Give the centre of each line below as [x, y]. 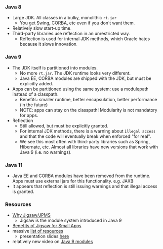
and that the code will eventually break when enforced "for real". [85, 136]
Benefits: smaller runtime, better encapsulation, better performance [88, 99]
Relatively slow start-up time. [42, 28]
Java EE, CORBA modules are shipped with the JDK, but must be [85, 78]
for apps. [29, 115]
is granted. [23, 191]
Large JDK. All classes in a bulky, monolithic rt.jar [64, 18]
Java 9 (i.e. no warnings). [45, 152]
